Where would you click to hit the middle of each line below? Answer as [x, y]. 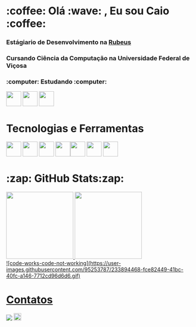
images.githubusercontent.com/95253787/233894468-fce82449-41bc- [95, 270]
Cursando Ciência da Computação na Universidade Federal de [98, 58]
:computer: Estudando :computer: [57, 82]
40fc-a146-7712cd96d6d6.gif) [43, 276]
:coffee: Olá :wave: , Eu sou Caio [88, 11]
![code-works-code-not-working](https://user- [63, 263]
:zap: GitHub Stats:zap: [65, 178]
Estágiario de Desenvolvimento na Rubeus [69, 42]
